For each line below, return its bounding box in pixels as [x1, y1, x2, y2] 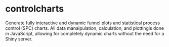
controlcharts [5, 3, 64, 15]
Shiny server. [5, 36, 33, 42]
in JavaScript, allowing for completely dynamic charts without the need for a [5, 30, 164, 36]
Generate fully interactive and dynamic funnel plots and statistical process [5, 20, 160, 26]
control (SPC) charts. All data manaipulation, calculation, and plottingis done [5, 25, 164, 31]
